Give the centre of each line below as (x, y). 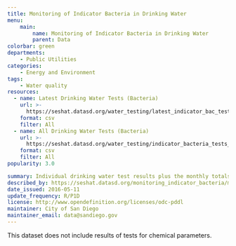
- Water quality (44, 86)
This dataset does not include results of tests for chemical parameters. (110, 235)
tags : (15, 79)
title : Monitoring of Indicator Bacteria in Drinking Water (97, 14)
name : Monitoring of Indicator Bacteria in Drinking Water (121, 33)
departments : (26, 53)
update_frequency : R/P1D (44, 196)
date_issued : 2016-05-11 (44, 189)
